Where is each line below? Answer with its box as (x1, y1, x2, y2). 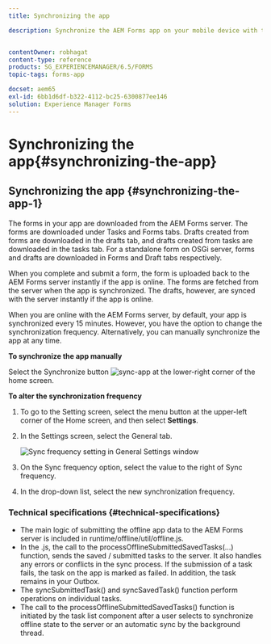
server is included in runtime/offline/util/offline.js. (19, 533, 184, 543)
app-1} (8, 197, 43, 211)
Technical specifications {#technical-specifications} (8, 507, 220, 518)
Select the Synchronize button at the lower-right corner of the (8, 367, 256, 377)
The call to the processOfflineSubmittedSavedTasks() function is (19, 602, 236, 612)
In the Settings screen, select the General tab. (19, 431, 173, 440)
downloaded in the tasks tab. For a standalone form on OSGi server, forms (8, 244, 256, 254)
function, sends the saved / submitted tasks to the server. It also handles (19, 550, 262, 560)
